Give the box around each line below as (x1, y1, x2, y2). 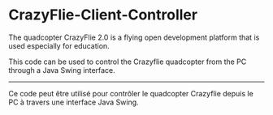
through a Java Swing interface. (8, 65, 115, 75)
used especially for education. (8, 40, 110, 50)
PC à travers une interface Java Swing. (8, 97, 140, 107)
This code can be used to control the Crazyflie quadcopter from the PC (8, 57, 247, 66)
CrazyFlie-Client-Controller (8, 6, 197, 24)
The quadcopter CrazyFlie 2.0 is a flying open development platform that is (8, 32, 260, 42)
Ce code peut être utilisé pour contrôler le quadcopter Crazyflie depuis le (8, 88, 253, 98)
